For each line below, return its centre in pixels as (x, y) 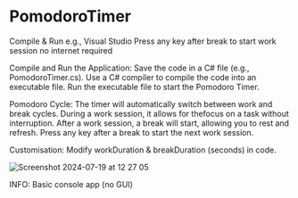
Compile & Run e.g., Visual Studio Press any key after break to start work (143, 41)
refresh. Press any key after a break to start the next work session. (132, 132)
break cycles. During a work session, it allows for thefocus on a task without (149, 113)
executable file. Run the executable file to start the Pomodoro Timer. (135, 87)
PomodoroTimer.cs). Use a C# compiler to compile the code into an (133, 77)
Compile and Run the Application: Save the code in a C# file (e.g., (129, 68)
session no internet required (61, 50)
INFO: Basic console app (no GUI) (71, 184)
